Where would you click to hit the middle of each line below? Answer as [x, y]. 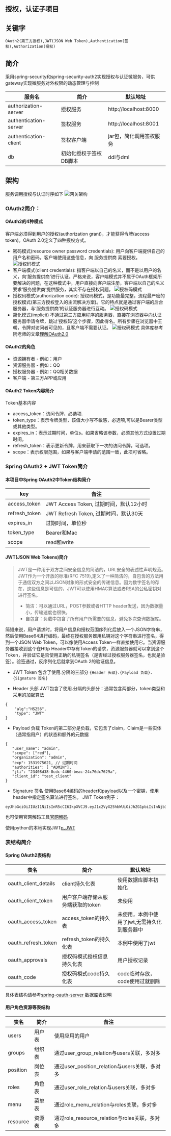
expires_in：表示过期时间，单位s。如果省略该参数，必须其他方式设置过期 [89, 433]
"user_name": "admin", [36, 748]
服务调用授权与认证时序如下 [34, 194]
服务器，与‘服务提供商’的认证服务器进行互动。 [61, 308]
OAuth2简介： [23, 208]
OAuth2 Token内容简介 [30, 390]
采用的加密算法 [28, 695]
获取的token [86, 904]
